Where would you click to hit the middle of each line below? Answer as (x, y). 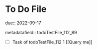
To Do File (26, 9)
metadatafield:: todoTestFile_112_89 (41, 32)
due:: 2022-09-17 (23, 23)
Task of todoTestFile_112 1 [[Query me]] (52, 42)
